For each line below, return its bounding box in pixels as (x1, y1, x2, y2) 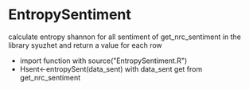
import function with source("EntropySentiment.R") (19, 56, 188, 65)
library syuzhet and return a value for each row (8, 40, 163, 49)
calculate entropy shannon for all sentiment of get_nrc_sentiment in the (8, 32, 241, 41)
